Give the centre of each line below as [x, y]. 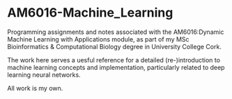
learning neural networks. [44, 75]
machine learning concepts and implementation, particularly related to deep [116, 67]
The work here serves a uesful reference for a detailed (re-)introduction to [114, 60]
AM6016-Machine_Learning [90, 13]
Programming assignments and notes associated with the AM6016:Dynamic [116, 32]
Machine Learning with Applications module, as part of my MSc [98, 39]
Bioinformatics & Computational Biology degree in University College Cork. [114, 46]
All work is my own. [35, 88]
